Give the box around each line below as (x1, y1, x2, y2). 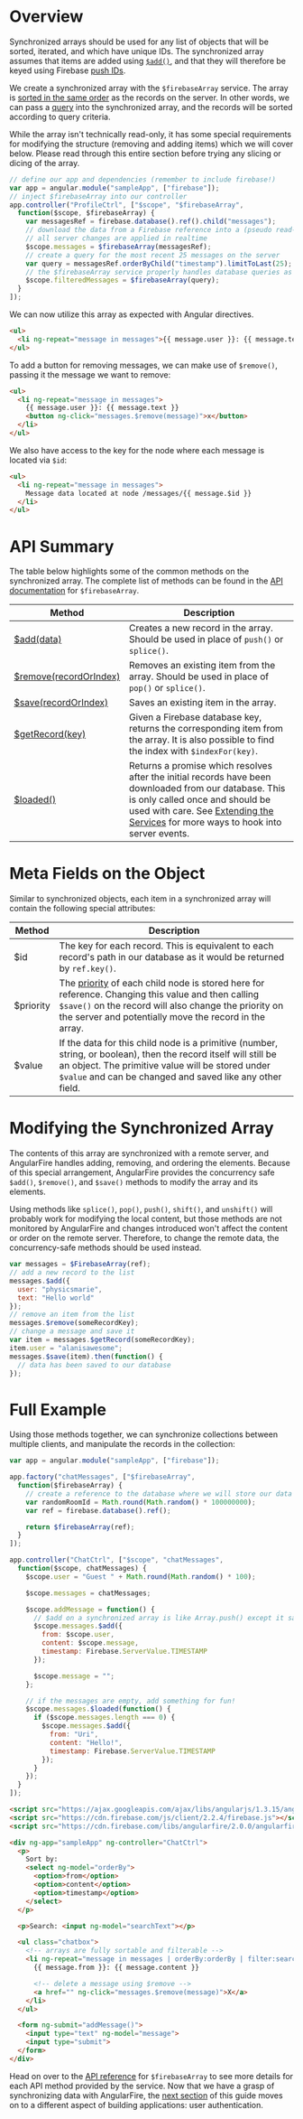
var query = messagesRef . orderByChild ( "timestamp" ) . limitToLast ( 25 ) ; (25, 259, 293, 268)
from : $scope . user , (41, 1630, 115, 1639)
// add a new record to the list (9, 1268, 135, 1277)
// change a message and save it (9, 1327, 135, 1336)
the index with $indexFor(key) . (129, 745, 259, 758)
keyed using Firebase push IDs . (9, 65, 126, 76)
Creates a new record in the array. (129, 621, 273, 634)
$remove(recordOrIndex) (14, 670, 121, 683)
